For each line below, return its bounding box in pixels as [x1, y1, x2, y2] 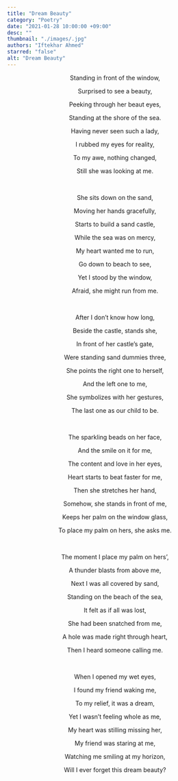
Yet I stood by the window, [77, 273, 153, 282]
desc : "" [7, 29, 32, 36]
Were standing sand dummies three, [64, 353, 166, 361]
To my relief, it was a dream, [75, 699, 155, 708]
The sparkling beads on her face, [68, 433, 162, 441]
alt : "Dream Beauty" [7, 55, 66, 62]
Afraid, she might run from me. [71, 286, 159, 295]
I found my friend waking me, [73, 686, 157, 694]
